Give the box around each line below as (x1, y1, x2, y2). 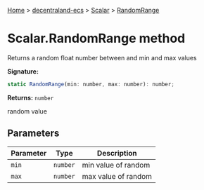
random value (7, 107, 48, 115)
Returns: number (7, 93, 54, 102)
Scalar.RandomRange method (7, 31, 186, 46)
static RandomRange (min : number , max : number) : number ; (7, 81, 174, 88)
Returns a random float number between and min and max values (7, 53, 197, 62)
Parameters (7, 128, 60, 140)
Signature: (7, 67, 39, 76)
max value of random (82, 171, 153, 181)
